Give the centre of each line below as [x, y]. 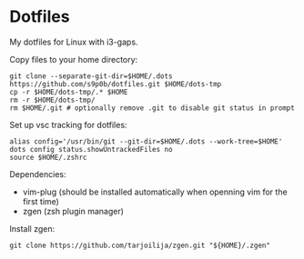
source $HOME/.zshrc [49, 157]
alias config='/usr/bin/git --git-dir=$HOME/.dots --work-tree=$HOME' [146, 141]
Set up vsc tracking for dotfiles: [68, 125]
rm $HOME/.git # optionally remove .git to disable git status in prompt [152, 108]
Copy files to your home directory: [74, 59]
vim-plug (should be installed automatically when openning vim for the [155, 192]
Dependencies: [38, 174]
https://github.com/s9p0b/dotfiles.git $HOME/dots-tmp [116, 84]
